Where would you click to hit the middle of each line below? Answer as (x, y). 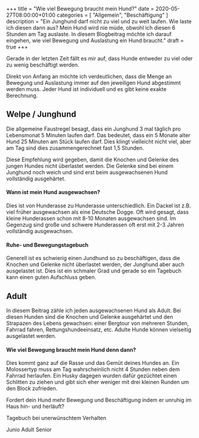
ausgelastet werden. (31, 336)
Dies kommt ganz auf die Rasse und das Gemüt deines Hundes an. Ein (93, 363)
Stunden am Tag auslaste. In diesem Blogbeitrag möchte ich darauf (89, 34)
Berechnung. (22, 96)
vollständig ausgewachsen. (40, 231)
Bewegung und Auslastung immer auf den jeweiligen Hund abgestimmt (94, 83)
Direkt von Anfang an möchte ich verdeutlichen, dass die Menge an (89, 76)
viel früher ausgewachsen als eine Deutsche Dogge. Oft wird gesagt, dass (98, 212)
